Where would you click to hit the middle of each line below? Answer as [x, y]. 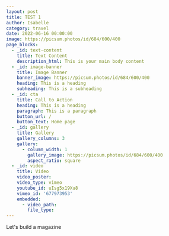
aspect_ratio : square [54, 161]
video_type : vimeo [39, 183]
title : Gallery [36, 133]
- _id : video [28, 166]
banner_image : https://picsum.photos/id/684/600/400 [83, 78]
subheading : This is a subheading [59, 89]
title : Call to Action [45, 100]
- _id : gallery [30, 127]
